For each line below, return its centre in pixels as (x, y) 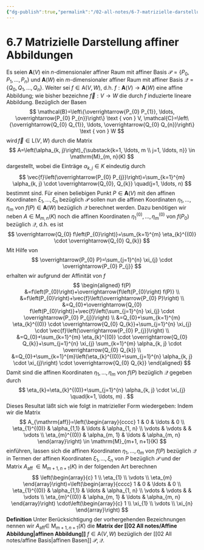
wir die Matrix (23, 412)
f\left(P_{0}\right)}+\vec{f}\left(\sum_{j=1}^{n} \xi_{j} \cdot (102, 311)
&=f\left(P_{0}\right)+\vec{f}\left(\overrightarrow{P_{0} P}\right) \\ (102, 298)
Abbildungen (40, 55)
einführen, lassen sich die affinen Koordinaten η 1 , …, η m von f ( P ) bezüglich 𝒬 (101, 451)
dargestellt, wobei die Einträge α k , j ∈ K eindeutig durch (76, 167)
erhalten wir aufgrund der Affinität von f (56, 275)
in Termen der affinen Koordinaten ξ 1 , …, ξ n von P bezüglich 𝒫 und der (93, 459)
